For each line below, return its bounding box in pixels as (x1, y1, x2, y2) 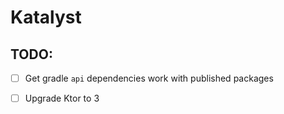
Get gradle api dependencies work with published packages (24, 72, 274, 84)
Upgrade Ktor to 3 (24, 92, 100, 105)
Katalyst (10, 6, 82, 29)
